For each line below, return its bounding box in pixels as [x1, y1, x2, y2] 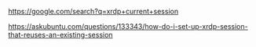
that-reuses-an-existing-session [8, 31, 113, 39]
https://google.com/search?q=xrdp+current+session [8, 7, 179, 16]
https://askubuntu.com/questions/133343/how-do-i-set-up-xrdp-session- [8, 22, 249, 31]
